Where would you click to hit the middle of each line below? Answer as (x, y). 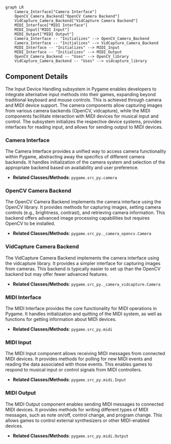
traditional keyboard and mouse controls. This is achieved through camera (83, 100)
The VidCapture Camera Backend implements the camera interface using (82, 258)
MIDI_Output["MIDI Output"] (44, 34)
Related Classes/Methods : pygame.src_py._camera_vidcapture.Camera (87, 284)
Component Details (36, 77)
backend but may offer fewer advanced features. (57, 274)
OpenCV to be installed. (30, 224)
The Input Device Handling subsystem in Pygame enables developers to (81, 89)
